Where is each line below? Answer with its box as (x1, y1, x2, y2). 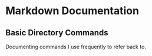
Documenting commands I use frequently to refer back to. (5, 43, 147, 50)
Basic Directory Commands (5, 28, 108, 38)
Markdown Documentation (5, 4, 140, 18)
